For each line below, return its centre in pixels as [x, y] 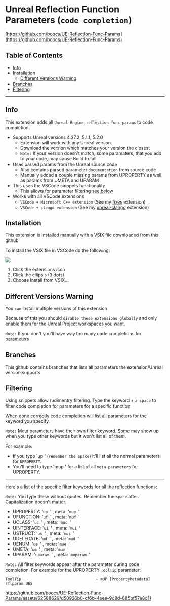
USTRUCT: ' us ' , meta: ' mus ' [44, 533]
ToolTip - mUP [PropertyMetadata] [78, 579]
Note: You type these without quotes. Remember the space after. [72, 496]
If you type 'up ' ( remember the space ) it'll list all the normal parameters [86, 456]
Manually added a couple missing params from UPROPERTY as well [91, 175]
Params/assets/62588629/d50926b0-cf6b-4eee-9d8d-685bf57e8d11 [78, 598]
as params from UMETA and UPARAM [59, 180]
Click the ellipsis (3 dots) [38, 275]
